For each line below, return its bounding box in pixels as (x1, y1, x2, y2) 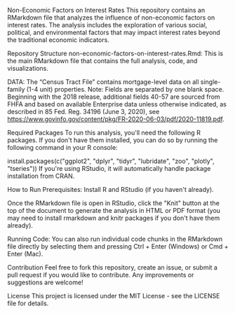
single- (200, 78, 221, 86)
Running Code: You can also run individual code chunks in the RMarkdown (7, 235, 223, 243)
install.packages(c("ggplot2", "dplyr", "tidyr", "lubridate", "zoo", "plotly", (7, 157, 215, 165)
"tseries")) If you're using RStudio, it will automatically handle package (7, 165, 211, 172)
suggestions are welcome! (7, 278, 83, 286)
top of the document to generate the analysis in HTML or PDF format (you (7, 207, 221, 214)
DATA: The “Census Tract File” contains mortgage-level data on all (7, 78, 199, 86)
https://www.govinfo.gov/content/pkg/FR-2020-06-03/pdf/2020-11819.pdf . (7, 115, 224, 123)
